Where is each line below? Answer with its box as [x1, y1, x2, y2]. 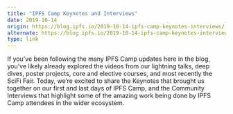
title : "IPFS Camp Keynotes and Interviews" [7, 10, 138, 17]
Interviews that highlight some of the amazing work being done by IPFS [7, 91, 212, 100]
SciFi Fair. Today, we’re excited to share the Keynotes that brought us [7, 77, 205, 85]
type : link [7, 36, 39, 43]
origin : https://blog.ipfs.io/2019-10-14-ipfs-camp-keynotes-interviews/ [7, 23, 225, 30]
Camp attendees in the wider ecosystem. [7, 99, 125, 107]
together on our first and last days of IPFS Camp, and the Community [7, 84, 205, 93]
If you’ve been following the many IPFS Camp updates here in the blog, [7, 55, 210, 63]
